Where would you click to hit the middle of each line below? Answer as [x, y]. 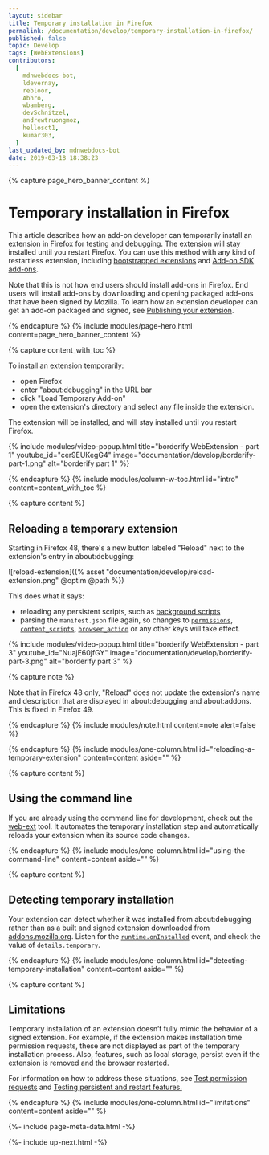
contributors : [32, 61]
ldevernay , [41, 83]
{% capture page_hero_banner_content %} [79, 181]
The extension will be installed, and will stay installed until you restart [122, 422]
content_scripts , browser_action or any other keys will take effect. [130, 629]
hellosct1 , [41, 128]
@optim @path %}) [92, 580]
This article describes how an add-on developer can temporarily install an [130, 235]
